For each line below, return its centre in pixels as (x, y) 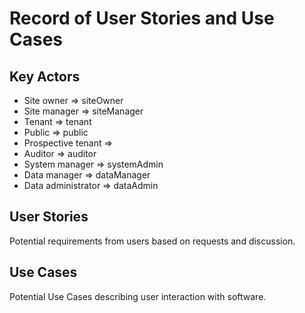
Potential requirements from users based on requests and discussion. (152, 241)
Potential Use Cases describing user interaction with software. (138, 296)
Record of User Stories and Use (142, 18)
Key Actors (45, 76)
